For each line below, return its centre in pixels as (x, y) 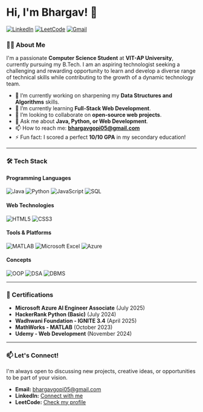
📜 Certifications (30, 294)
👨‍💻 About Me (26, 45)
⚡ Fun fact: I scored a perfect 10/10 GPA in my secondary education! (100, 137)
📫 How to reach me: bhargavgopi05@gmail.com (77, 128)
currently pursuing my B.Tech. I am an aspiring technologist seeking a (93, 65)
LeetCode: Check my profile (50, 402)
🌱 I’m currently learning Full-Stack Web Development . (83, 108)
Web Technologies (30, 205)
